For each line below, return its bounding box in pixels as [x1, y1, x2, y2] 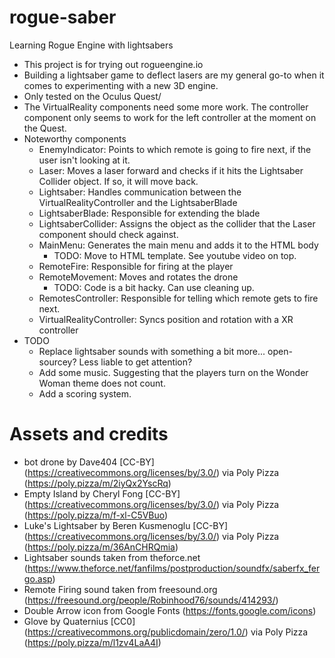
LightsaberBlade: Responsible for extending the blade [38, 207, 261, 219]
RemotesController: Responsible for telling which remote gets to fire [38, 292, 319, 304]
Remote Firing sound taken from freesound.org [23, 583, 218, 595]
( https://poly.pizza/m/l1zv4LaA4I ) [23, 636, 162, 648]
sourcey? [38, 356, 77, 368]
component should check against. [38, 228, 179, 240]
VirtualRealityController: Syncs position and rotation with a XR [38, 313, 294, 325]
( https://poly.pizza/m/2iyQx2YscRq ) [23, 477, 172, 489]
